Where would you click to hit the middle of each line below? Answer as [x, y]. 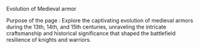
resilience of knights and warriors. [49, 40]
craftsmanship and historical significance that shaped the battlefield [91, 33]
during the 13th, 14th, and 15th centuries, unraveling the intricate [86, 27]
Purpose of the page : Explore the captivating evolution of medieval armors [100, 20]
